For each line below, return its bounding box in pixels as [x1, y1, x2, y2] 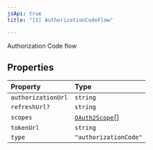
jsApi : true [7, 10, 42, 17]
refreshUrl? [10, 103, 51, 111]
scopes [10, 113, 33, 122]
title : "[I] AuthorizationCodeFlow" [7, 17, 113, 24]
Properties [7, 62, 54, 73]
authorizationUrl [10, 94, 68, 102]
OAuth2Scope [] [74, 113, 120, 122]
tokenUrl [10, 124, 40, 132]
